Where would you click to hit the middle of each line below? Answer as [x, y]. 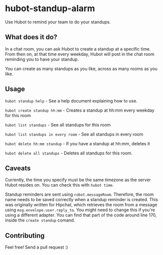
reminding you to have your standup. [42, 59]
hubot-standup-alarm [50, 8]
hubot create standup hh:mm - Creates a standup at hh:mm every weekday [80, 110]
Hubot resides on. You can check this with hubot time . [60, 185]
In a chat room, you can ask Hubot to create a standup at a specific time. [78, 49]
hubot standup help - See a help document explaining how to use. [71, 101]
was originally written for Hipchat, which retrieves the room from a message [81, 205]
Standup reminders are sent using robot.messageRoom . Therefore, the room [80, 194]
